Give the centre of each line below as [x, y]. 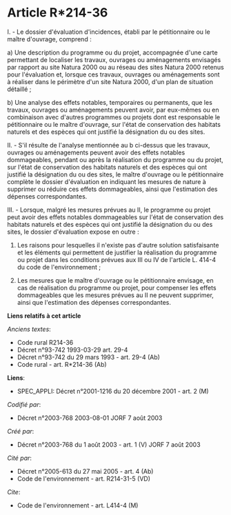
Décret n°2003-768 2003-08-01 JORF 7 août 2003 [90, 418]
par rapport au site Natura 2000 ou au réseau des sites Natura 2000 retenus [115, 67]
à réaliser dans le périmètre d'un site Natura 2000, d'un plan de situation [110, 81]
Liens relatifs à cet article [44, 316]
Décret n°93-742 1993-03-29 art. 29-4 [72, 350]
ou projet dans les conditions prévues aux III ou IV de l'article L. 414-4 [116, 259]
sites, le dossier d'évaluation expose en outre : [73, 232]
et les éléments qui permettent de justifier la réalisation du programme [117, 252]
